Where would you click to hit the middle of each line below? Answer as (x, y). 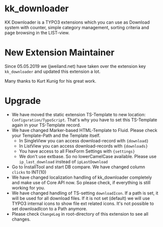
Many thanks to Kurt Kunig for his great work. (51, 81)
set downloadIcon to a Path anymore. (49, 209)
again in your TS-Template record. (46, 125)
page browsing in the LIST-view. (37, 32)
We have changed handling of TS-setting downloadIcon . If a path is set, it (85, 193)
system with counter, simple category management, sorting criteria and (77, 27)
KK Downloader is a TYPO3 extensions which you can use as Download (77, 22)
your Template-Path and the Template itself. (56, 135)
